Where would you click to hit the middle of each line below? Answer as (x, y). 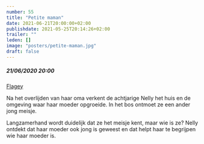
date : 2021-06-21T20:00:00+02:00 (49, 23)
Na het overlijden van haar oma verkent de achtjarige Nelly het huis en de (98, 98)
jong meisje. (22, 111)
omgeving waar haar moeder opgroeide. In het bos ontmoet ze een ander (98, 105)
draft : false (23, 52)
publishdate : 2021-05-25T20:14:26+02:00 (58, 29)
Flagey (15, 86)
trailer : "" (21, 35)
